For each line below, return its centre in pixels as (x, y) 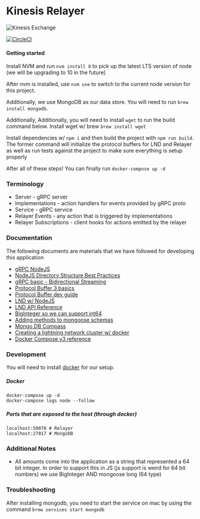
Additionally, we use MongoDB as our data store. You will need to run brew (97, 102)
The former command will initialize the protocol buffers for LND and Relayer (99, 144)
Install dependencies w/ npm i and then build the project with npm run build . (100, 138)
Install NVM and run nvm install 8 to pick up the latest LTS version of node (99, 66)
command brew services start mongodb (55, 509)
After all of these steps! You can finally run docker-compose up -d (86, 169)
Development (26, 354)
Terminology (25, 184)
